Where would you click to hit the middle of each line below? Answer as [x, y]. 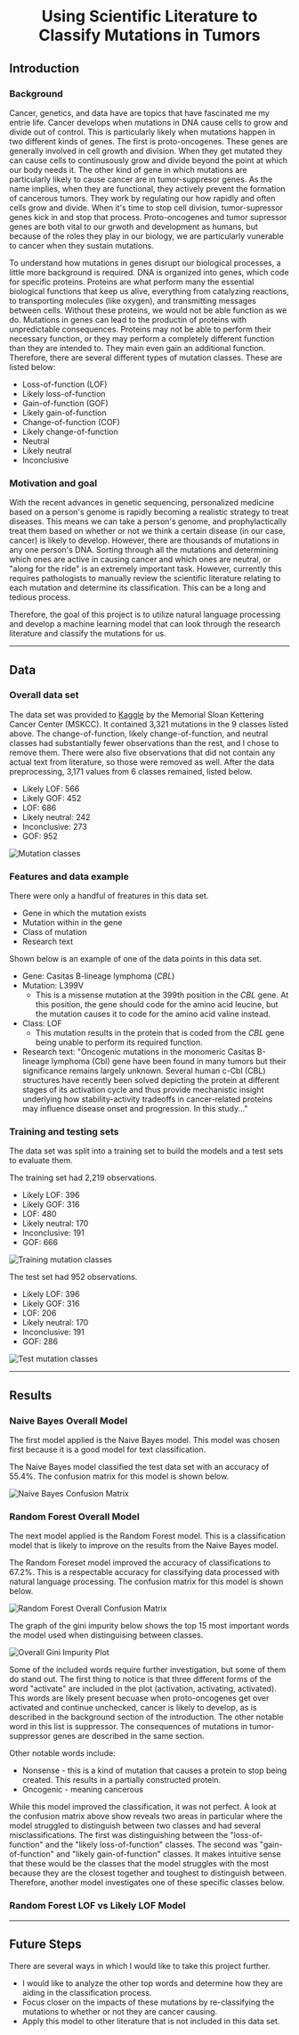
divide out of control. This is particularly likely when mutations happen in [142, 132]
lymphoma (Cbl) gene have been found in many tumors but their [169, 1062]
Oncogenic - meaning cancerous [83, 1790]
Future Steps [45, 1945]
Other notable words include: [62, 1753]
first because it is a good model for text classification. [108, 1449]
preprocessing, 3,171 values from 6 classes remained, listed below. [131, 771]
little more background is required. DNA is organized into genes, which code [149, 272]
